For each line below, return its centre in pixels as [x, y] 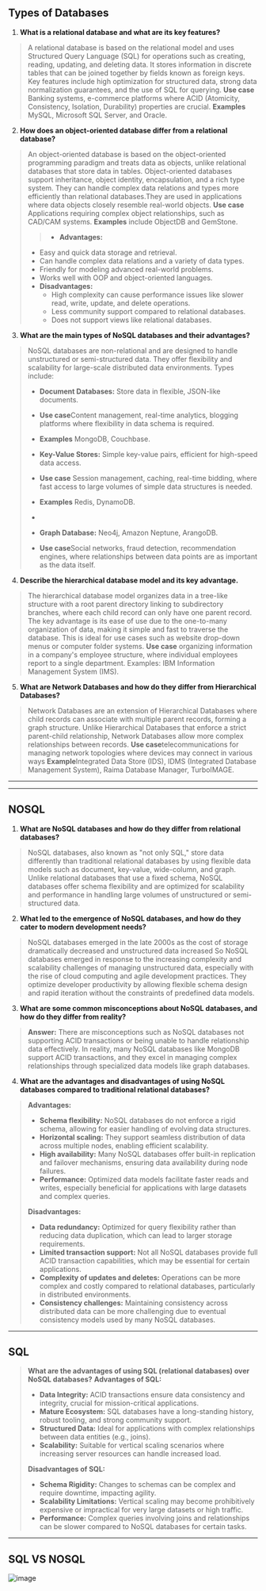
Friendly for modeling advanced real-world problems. [126, 269]
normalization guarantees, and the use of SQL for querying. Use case [141, 90]
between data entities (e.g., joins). [95, 1437]
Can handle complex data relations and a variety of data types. [142, 260]
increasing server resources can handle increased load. [130, 1454]
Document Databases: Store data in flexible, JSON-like [130, 391]
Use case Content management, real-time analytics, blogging [139, 415]
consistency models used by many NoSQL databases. [127, 1320]
